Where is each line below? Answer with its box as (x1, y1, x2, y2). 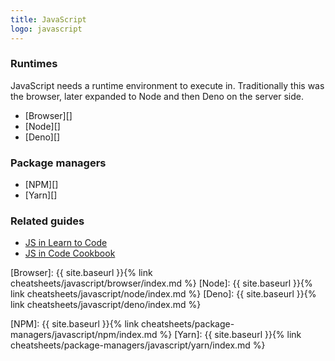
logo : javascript (10, 24, 83, 34)
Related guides (10, 214, 85, 228)
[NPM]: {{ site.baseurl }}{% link (10, 318, 140, 330)
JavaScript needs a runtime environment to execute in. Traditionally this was (10, 79, 325, 91)
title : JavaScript (10, 14, 87, 25)
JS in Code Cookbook (24, 247, 116, 260)
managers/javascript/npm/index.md (10, 329, 158, 341)
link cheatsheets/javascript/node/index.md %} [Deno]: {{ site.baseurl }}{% (10, 288, 317, 300)
